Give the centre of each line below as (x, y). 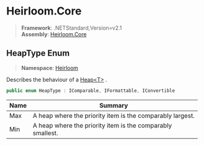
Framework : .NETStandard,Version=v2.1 (71, 28)
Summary (114, 105)
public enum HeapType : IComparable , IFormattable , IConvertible (90, 91)
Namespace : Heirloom (50, 68)
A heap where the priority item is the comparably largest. (114, 115)
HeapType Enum (38, 53)
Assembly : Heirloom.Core (54, 34)
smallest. (46, 133)
